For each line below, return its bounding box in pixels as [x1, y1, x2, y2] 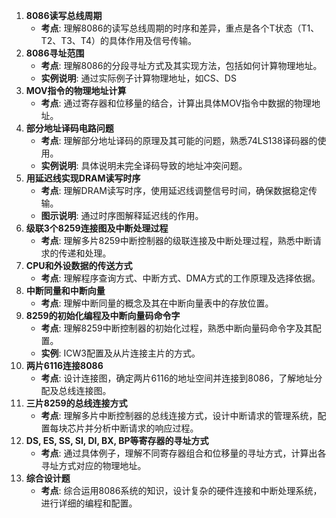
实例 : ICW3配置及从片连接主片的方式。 [40, 347, 201, 359]
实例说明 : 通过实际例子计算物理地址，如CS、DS [40, 72, 237, 84]
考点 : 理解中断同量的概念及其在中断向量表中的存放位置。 [40, 297, 274, 309]
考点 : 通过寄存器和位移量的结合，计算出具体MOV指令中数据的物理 [40, 97, 313, 109]
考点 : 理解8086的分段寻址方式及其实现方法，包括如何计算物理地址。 [40, 60, 323, 71]
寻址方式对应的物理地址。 [40, 460, 147, 471]
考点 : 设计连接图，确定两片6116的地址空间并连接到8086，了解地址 [40, 372, 314, 384]
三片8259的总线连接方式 [25, 397, 128, 409]
